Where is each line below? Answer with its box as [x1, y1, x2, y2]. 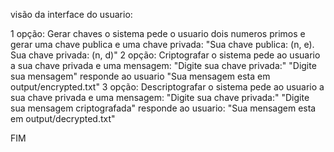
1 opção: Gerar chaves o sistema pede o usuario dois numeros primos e [10, 28, 306, 39]
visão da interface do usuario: [10, 9, 133, 20]
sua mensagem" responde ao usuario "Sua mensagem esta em [10, 70, 271, 82]
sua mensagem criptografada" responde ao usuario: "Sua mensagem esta [10, 102, 317, 114]
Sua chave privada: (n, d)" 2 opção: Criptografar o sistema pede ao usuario [10, 49, 321, 61]
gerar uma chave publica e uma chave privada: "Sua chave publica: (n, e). [10, 39, 315, 50]
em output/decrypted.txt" [10, 113, 116, 124]
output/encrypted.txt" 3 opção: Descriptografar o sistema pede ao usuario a [10, 81, 325, 93]
